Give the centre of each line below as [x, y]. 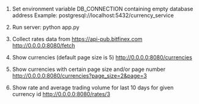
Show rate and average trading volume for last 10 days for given [93, 87]
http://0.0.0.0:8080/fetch [43, 46]
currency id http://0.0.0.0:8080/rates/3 [61, 94]
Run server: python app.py [46, 27]
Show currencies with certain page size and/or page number [89, 69]
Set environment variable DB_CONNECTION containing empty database [103, 9]
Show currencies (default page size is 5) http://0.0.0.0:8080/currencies [102, 57]
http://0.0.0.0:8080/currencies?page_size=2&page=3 [79, 76]
